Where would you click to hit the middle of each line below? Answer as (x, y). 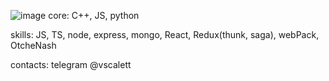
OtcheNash (33, 45)
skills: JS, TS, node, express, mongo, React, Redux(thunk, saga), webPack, (165, 34)
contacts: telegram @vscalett (71, 64)
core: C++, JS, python (94, 15)
